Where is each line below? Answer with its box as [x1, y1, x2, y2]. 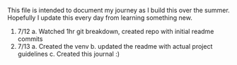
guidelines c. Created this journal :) [17, 49, 120, 58]
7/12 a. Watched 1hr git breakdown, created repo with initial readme [17, 28, 214, 35]
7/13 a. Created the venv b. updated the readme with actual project [17, 42, 213, 50]
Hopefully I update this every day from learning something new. [7, 13, 192, 22]
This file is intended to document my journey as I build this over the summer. [7, 6, 230, 14]
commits [17, 35, 43, 43]
